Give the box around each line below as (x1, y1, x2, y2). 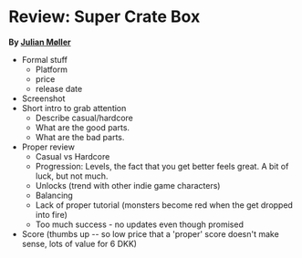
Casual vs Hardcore (35, 150, 110, 161)
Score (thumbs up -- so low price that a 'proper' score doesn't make (21, 228, 279, 239)
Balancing (35, 190, 74, 201)
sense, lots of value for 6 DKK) (21, 238, 138, 249)
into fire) (35, 209, 68, 220)
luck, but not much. (35, 170, 109, 181)
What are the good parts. (35, 121, 130, 133)
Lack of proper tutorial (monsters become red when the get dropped (35, 199, 294, 211)
